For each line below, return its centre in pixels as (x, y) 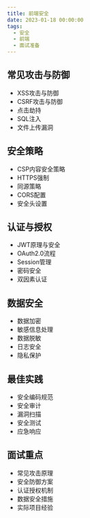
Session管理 (34, 262)
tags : (15, 26)
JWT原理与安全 (39, 245)
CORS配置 (31, 195)
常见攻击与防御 (39, 75)
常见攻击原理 (35, 473)
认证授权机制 (35, 490)
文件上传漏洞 (35, 127)
